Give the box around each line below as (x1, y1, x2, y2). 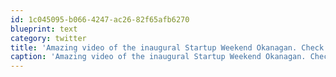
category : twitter (10, 33, 87, 43)
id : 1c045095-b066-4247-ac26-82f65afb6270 (10, 14, 190, 25)
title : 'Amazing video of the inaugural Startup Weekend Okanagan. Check (10, 42, 325, 53)
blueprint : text (10, 24, 78, 34)
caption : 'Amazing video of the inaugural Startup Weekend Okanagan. (10, 52, 307, 62)
